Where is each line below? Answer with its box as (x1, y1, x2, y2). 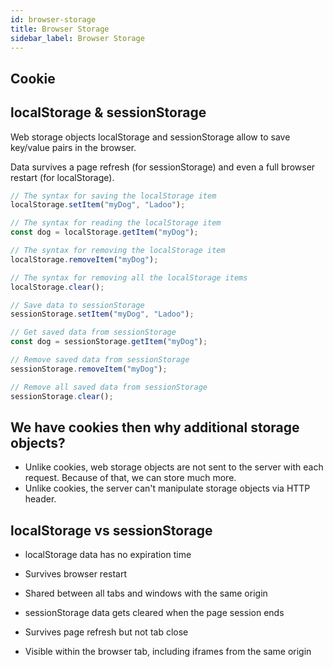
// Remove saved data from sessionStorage (10, 355, 190, 365)
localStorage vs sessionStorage (10, 522, 213, 539)
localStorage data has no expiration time (24, 549, 192, 561)
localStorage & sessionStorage (10, 104, 207, 121)
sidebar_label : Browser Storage (10, 33, 145, 43)
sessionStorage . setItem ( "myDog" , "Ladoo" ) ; (10, 309, 195, 320)
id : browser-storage (10, 14, 97, 25)
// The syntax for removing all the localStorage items (10, 272, 248, 283)
